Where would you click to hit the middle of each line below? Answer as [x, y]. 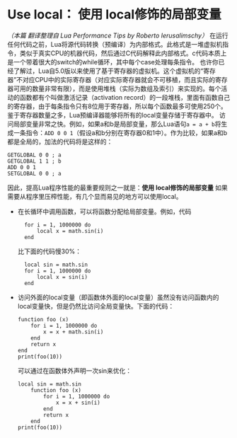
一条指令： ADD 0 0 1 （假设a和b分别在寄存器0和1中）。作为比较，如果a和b [120, 132]
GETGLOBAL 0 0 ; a [34, 155]
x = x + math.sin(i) [74, 332]
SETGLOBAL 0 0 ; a [34, 173]
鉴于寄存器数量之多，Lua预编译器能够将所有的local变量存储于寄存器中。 [112, 115]
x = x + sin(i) [78, 403]
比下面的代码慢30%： [50, 251]
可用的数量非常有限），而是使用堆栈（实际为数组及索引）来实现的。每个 [117, 88]
